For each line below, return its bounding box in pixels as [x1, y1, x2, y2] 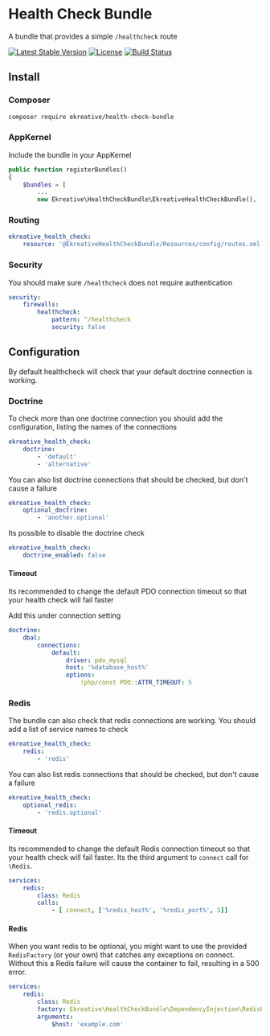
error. [8, 967, 27, 977]
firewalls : [22, 301, 59, 309]
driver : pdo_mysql [65, 656, 128, 664]
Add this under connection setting [8, 610, 121, 620]
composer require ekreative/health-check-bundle [8, 113, 174, 121]
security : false [51, 323, 106, 331]
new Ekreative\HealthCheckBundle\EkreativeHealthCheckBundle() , [37, 195, 257, 203]
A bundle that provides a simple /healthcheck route [8, 31, 178, 41]
